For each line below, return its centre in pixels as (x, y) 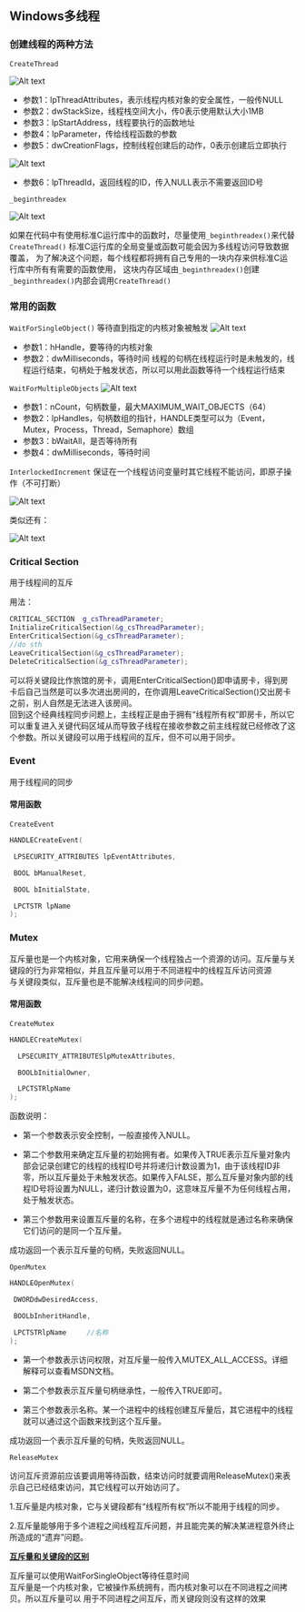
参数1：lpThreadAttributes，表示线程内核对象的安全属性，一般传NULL (153, 99)
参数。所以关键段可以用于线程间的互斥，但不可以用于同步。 (128, 737)
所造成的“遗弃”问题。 (49, 1536)
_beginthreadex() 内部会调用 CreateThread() (90, 280)
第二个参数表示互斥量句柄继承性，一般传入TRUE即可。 (124, 1390)
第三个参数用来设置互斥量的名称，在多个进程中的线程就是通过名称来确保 (157, 1219)
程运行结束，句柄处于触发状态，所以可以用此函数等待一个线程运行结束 (154, 369)
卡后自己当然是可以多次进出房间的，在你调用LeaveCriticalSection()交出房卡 (151, 691)
